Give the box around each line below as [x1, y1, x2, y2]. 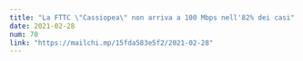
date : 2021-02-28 [9, 22, 76, 30]
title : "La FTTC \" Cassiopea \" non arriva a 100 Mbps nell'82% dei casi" [9, 13, 296, 22]
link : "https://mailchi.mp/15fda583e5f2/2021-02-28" [9, 38, 214, 48]
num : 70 [9, 30, 39, 39]
